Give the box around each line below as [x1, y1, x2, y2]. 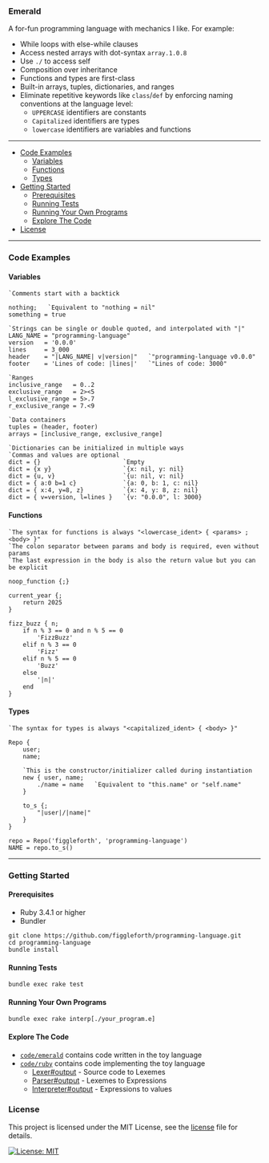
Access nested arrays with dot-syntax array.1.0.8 [19, 48, 187, 58]
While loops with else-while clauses [19, 39, 139, 49]
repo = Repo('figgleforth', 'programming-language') [8, 836, 188, 844]
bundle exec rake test [8, 981, 84, 989]
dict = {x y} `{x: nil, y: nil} [8, 466, 184, 474]
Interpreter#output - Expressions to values [31, 1084, 172, 1093]
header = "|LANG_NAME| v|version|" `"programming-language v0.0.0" [8, 353, 256, 361]
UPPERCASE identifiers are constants [31, 108, 147, 117]
